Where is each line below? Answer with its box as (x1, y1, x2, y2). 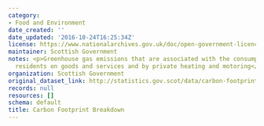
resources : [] (8, 92, 55, 99)
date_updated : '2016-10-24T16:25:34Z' (8, 33, 135, 41)
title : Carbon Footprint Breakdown (8, 106, 125, 114)
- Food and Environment (8, 19, 86, 27)
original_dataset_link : (8, 77, 86, 85)
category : (8, 11, 41, 20)
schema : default (8, 99, 61, 106)
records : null (8, 84, 55, 92)
